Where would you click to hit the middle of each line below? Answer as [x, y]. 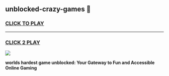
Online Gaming [21, 67]
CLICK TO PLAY [25, 23]
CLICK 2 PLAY [23, 42]
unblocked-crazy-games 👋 [48, 9]
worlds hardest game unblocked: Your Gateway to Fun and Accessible [80, 62]
